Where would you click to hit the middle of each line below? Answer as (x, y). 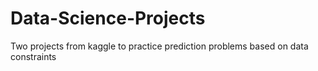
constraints (33, 56)
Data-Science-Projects (108, 18)
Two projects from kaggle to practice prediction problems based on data (159, 46)
